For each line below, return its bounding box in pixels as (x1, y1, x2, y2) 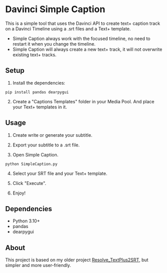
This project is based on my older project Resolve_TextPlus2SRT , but (5, 257, 149, 263)
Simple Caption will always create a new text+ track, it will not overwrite (12, 46, 162, 52)
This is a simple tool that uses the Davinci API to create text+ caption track (5, 20, 160, 26)
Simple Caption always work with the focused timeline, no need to (12, 35, 151, 42)
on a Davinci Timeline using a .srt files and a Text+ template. (5, 25, 131, 31)
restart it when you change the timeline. (12, 41, 96, 47)
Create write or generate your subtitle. (12, 132, 93, 138)
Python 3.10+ (12, 218, 40, 224)
